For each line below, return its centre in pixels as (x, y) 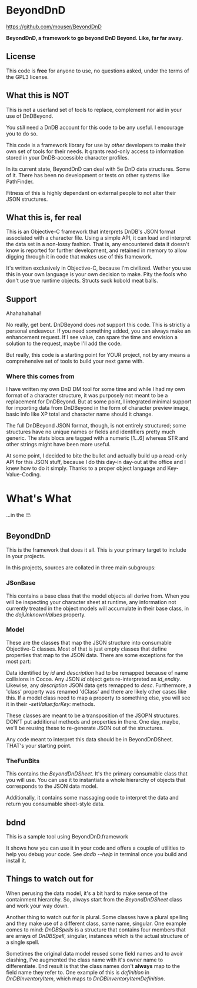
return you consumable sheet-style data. (55, 804)
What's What (39, 498)
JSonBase (21, 583)
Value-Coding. (24, 475)
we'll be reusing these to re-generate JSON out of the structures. (85, 728)
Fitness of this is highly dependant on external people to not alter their (91, 193)
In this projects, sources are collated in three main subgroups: (81, 568)
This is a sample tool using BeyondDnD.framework (67, 836)
